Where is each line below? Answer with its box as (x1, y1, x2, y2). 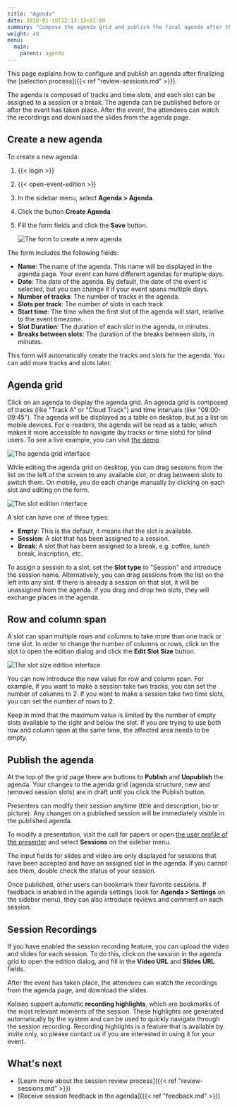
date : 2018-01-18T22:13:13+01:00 (7, 17, 106, 24)
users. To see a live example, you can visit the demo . (7, 435, 161, 444)
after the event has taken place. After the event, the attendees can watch (7, 105, 219, 114)
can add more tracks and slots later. (7, 358, 111, 367)
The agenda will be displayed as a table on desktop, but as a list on (32, 413, 228, 421)
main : (13, 43, 30, 50)
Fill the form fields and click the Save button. (17, 221, 148, 229)
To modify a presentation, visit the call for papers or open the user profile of (7, 830, 228, 839)
